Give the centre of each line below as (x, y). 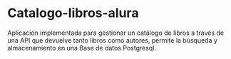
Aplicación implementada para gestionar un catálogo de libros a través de (116, 33)
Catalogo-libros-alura (73, 13)
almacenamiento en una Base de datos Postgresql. (82, 48)
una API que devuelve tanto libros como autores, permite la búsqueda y (112, 40)
